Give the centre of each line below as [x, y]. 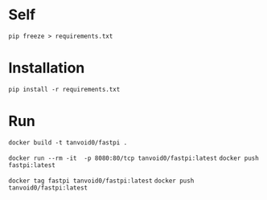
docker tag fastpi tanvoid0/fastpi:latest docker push [101, 181]
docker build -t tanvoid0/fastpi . [68, 142]
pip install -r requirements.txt [64, 89]
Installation [47, 68]
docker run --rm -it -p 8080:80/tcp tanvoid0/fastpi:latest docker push [133, 158]
